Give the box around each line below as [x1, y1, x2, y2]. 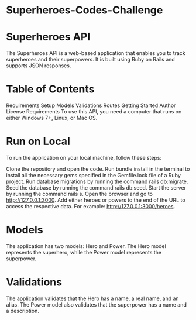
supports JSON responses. [6, 62, 71, 69]
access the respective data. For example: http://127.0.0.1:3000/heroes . [6, 203, 176, 209]
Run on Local [6, 135, 70, 148]
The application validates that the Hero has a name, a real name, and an [6, 295, 180, 302]
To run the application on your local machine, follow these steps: [6, 154, 162, 161]
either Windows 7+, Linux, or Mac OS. [6, 115, 98, 122]
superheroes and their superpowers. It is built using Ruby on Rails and [6, 56, 176, 63]
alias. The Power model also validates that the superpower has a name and [6, 301, 187, 308]
